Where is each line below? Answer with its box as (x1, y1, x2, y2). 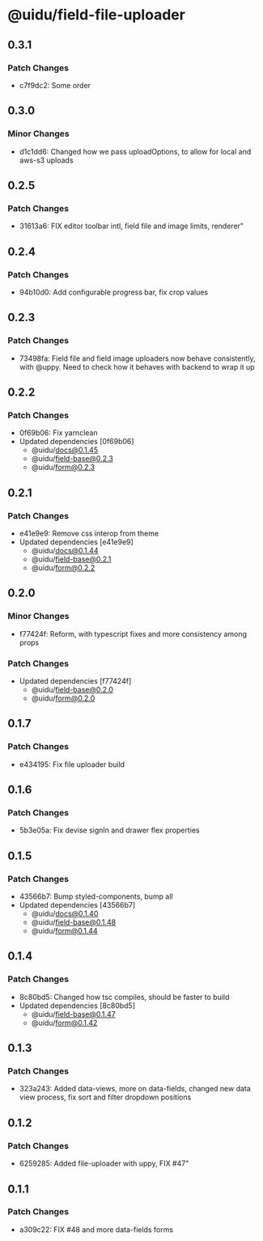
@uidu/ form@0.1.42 (31, 1018, 98, 1027)
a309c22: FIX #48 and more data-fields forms (19, 1224, 174, 1235)
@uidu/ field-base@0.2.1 (31, 554, 112, 564)
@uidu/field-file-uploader (7, 6, 185, 24)
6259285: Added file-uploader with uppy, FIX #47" (19, 1158, 189, 1168)
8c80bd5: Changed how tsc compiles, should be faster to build (19, 992, 230, 1002)
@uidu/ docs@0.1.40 (31, 909, 99, 919)
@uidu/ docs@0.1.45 (31, 445, 99, 455)
